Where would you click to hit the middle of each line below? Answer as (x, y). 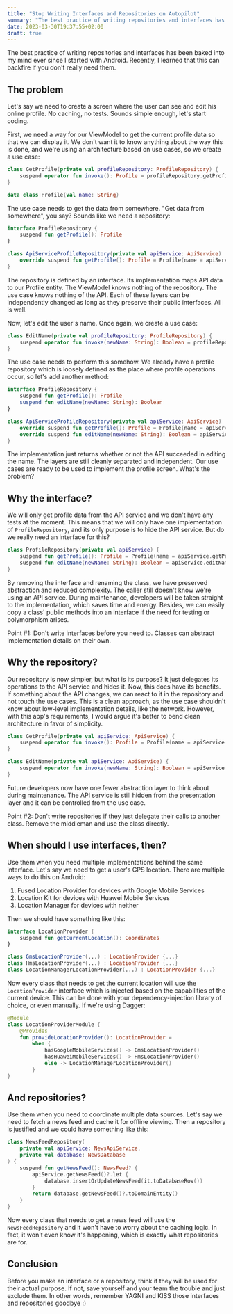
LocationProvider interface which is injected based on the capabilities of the (116, 990)
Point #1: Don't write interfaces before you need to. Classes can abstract (111, 633)
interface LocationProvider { (51, 931)
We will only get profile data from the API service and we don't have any (110, 515)
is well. (17, 310)
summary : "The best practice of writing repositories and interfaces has (116, 20)
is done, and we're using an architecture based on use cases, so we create (114, 150)
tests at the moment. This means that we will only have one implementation (115, 522)
